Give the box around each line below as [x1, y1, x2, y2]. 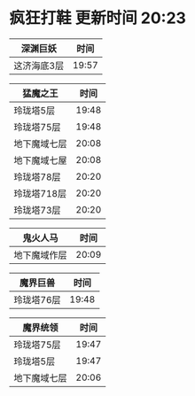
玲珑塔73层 [13, 204, 61, 216]
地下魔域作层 [13, 249, 68, 261]
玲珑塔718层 [13, 187, 67, 199]
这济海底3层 [13, 59, 65, 72]
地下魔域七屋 [13, 154, 68, 167]
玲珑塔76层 [13, 293, 61, 306]
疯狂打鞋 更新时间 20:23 [9, 8, 186, 28]
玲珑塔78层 [13, 170, 61, 182]
